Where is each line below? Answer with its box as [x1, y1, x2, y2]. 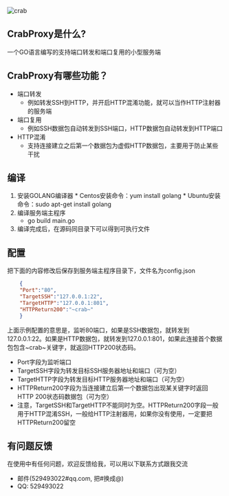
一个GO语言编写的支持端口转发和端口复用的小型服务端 [7, 48, 162, 56]
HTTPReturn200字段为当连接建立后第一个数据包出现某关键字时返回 [17, 384, 208, 392]
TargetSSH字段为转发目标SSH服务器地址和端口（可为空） [17, 366, 181, 375]
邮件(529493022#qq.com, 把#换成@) [17, 475, 124, 483]
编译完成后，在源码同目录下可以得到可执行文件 [17, 225, 150, 233]
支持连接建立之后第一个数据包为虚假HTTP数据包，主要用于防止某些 [27, 141, 219, 150]
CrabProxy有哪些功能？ [7, 70, 109, 82]
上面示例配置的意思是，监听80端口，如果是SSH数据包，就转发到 [7, 326, 190, 334]
